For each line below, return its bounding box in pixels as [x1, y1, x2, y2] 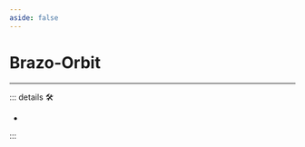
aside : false [9, 13, 59, 23]
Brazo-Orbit [9, 52, 102, 73]
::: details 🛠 [9, 92, 54, 103]
